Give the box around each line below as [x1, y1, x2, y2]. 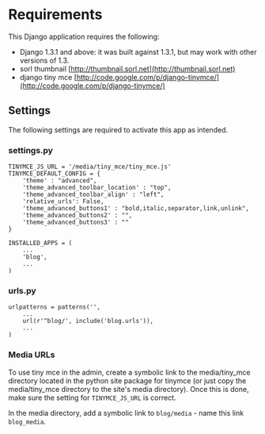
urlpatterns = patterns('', [8, 303, 101, 311]
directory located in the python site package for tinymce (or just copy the [8, 375, 247, 386]
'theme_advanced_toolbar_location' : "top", [22, 184, 172, 192]
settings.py [8, 144, 54, 156]
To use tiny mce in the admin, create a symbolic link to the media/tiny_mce [8, 367, 251, 377]
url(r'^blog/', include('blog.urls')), [22, 317, 154, 325]
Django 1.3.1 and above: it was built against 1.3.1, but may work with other [19, 47, 257, 56]
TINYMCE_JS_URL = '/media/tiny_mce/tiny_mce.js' [8, 163, 172, 171]
